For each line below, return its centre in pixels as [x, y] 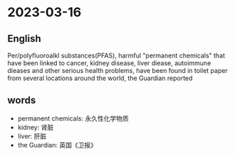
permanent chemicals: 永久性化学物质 [73, 118]
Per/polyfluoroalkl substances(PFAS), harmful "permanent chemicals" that [116, 55]
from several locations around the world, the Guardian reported [100, 78]
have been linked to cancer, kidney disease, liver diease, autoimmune [109, 63]
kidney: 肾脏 [36, 127]
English [24, 39]
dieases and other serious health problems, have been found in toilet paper [117, 71]
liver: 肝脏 [32, 136]
